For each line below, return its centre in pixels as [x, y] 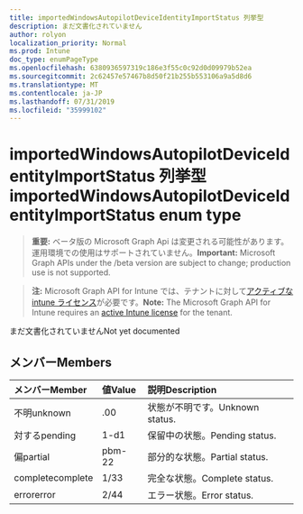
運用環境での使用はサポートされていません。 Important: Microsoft [153, 252]
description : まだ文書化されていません [76, 26]
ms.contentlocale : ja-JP [56, 93]
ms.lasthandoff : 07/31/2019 [62, 101]
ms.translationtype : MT [54, 85]
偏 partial [32, 457]
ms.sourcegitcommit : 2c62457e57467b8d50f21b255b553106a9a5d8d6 [131, 77]
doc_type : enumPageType [54, 60]
